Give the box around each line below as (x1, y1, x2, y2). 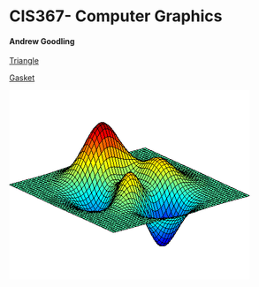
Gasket (9, 72, 35, 83)
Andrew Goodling (9, 35, 75, 46)
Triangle (9, 56, 40, 66)
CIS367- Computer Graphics (9, 6, 223, 26)
